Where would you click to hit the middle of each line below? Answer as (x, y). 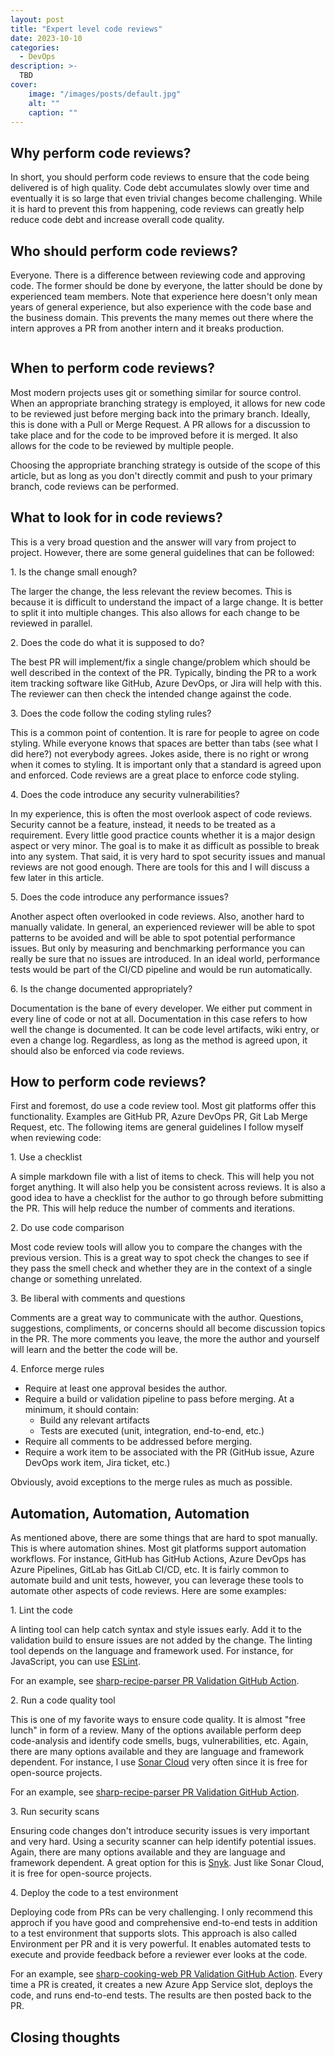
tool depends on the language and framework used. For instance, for (152, 1651)
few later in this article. (57, 877)
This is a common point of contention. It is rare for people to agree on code (165, 732)
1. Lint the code (41, 1610)
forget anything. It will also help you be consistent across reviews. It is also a (168, 1187)
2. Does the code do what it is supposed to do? (107, 642)
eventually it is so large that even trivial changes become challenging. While (166, 198)
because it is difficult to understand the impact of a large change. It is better (167, 602)
